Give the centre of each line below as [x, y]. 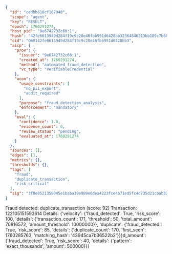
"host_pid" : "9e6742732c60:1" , [43, 31]
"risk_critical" [32, 184]
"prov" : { [25, 50]
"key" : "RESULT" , [28, 22]
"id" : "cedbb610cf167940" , [39, 12]
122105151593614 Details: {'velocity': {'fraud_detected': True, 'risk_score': [83, 213]
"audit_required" [42, 93]
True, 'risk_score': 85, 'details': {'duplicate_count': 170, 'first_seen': [76, 230]
